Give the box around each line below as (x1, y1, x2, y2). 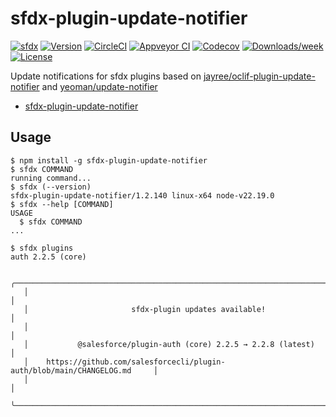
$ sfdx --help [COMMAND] (10, 199, 114, 209)
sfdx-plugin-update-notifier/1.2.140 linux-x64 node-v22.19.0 (10, 190, 275, 201)
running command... (10, 173, 92, 183)
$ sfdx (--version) (10, 182, 92, 192)
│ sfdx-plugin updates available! (23, 304, 267, 314)
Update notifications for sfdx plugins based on (10, 70, 202, 82)
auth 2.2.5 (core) (10, 252, 87, 262)
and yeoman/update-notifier (41, 80, 158, 92)
